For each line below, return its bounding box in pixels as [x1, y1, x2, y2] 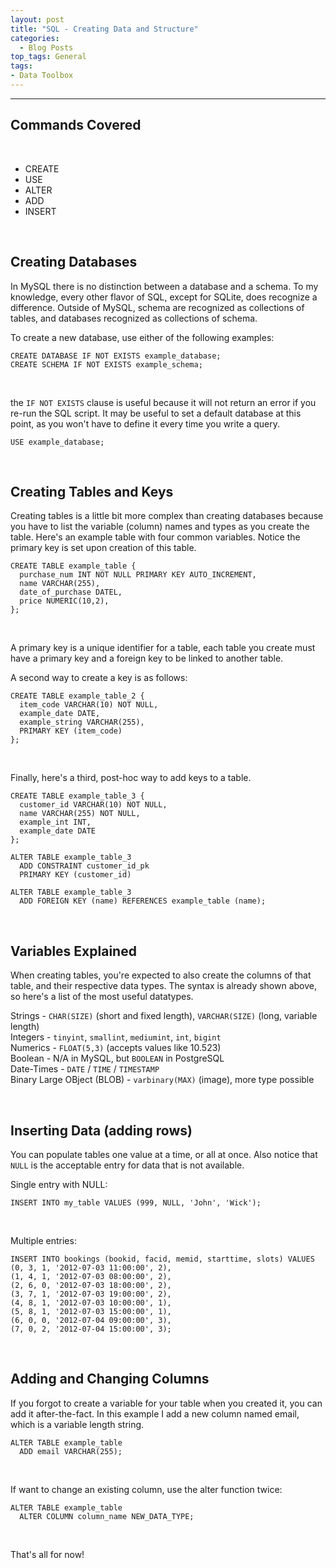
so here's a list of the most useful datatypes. [10, 991, 194, 1003]
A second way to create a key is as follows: [10, 672, 188, 684]
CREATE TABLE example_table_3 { [10, 791, 145, 801]
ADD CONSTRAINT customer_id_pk [19, 861, 150, 871]
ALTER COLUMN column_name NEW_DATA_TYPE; [19, 1511, 195, 1521]
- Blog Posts [19, 42, 74, 53]
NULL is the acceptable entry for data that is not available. [10, 1159, 245, 1171]
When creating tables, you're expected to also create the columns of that [10, 969, 312, 981]
